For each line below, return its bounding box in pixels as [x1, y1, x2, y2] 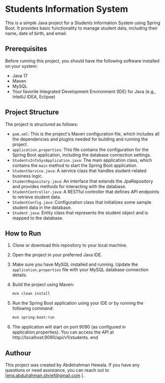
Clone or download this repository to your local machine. [12, 242, 128, 248]
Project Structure [5, 108, 59, 117]
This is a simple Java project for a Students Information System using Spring [5, 20, 161, 26]
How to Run [5, 229, 41, 238]
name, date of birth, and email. [5, 30, 67, 36]
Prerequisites [5, 45, 47, 53]
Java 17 [12, 73, 28, 79]
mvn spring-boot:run [12, 315, 55, 320]
